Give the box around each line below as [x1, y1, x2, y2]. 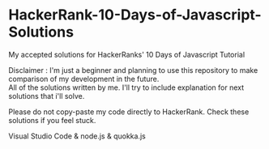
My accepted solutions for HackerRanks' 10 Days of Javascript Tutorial [8, 49, 246, 59]
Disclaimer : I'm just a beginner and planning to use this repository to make [8, 65, 258, 74]
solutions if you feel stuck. [8, 115, 96, 125]
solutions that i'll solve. [8, 91, 85, 100]
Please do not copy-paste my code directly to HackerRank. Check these [8, 107, 250, 117]
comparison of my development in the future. [8, 74, 160, 83]
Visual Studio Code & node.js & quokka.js [8, 131, 146, 141]
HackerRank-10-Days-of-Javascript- [8, 6, 262, 24]
